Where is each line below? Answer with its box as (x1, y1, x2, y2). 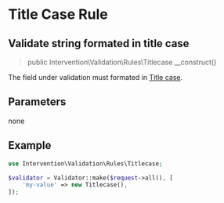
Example (8, 139, 52, 152)
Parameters (8, 96, 67, 109)
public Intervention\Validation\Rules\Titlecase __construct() (27, 57, 217, 67)
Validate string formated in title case (8, 37, 190, 50)
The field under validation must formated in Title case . (8, 73, 183, 82)
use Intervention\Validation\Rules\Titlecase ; (8, 159, 163, 168)
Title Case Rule (8, 5, 108, 24)
